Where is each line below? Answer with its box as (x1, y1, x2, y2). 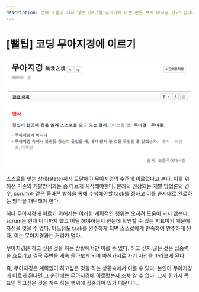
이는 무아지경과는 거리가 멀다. (14, 232, 82, 239)
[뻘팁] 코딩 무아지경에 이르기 (6, 37, 136, 51)
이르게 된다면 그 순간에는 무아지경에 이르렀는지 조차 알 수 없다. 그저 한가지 (12, 272, 183, 279)
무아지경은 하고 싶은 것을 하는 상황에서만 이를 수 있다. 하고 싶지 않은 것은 (6, 245, 174, 252)
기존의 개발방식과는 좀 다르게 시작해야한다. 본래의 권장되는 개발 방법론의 (17, 183, 184, 190)
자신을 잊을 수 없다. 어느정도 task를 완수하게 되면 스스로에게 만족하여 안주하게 (6, 225, 185, 232)
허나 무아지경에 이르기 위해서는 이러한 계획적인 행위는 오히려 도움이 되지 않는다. (6, 210, 190, 217)
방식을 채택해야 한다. (12, 197, 60, 205)
